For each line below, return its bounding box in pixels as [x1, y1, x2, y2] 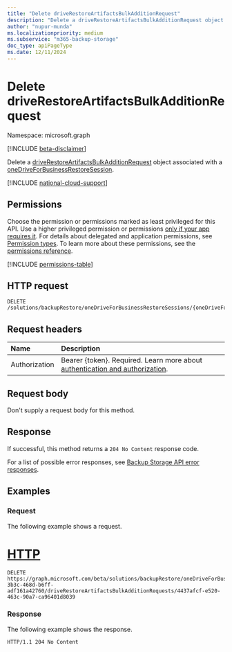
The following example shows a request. [7, 522, 122, 530]
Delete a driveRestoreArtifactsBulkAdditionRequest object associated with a [7, 157, 223, 166]
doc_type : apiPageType [7, 42, 72, 49]
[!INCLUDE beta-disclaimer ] [7, 144, 86, 152]
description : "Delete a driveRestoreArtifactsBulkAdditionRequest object [7, 17, 224, 24]
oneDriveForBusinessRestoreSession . [7, 165, 114, 173]
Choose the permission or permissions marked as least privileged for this [7, 217, 215, 225]
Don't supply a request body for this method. [7, 406, 135, 414]
